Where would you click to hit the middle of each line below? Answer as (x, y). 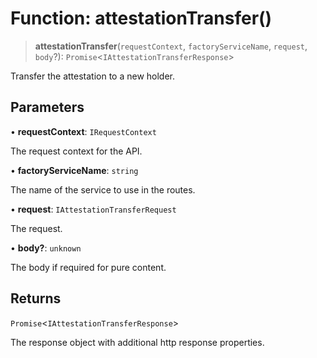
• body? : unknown (46, 248)
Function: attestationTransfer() (141, 18)
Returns (36, 298)
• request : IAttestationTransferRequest (93, 209)
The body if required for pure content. (88, 267)
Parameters (47, 107)
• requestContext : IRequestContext (83, 131)
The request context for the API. (76, 151)
